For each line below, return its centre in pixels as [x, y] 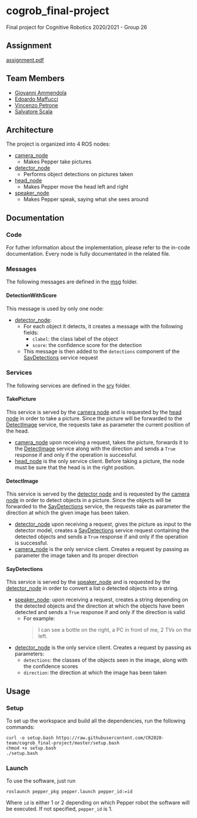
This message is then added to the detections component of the [101, 351]
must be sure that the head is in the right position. [75, 467]
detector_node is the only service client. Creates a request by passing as [103, 648]
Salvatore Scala [34, 111]
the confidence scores [51, 667]
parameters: [29, 654]
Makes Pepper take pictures [57, 162]
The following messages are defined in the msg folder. [72, 282]
